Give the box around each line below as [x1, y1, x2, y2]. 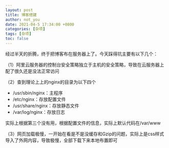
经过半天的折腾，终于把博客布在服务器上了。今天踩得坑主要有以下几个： [5, 51, 158, 57]
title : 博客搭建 [5, 12, 37, 17]
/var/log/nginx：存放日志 [12, 109, 65, 115]
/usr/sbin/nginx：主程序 [12, 90, 63, 96]
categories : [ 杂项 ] [5, 27, 46, 32]
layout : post [5, 7, 33, 13]
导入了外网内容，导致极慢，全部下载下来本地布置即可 [5, 137, 118, 143]
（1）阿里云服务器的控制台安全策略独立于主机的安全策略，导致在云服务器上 [5, 61, 164, 68]
